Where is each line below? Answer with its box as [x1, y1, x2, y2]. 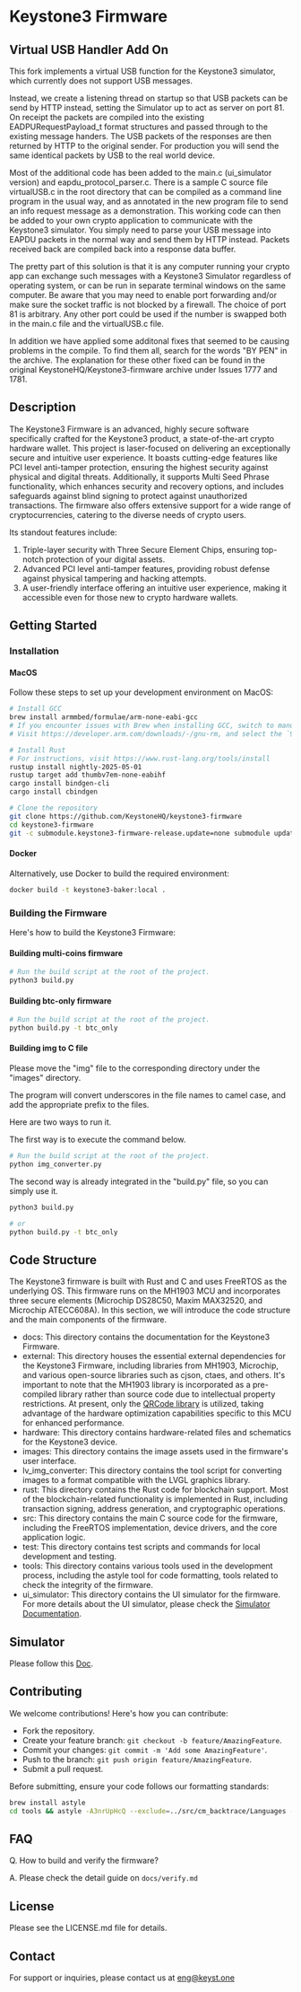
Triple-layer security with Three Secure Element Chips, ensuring [21, 544, 260, 555]
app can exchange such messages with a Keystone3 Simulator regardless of [9, 271, 292, 281]
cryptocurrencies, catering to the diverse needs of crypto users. [9, 509, 246, 520]
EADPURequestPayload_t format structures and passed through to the [9, 121, 269, 132]
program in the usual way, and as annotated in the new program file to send [9, 196, 288, 206]
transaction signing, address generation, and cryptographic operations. [21, 1504, 286, 1514]
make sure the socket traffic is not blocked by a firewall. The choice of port [9, 299, 287, 310]
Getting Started [9, 618, 98, 634]
